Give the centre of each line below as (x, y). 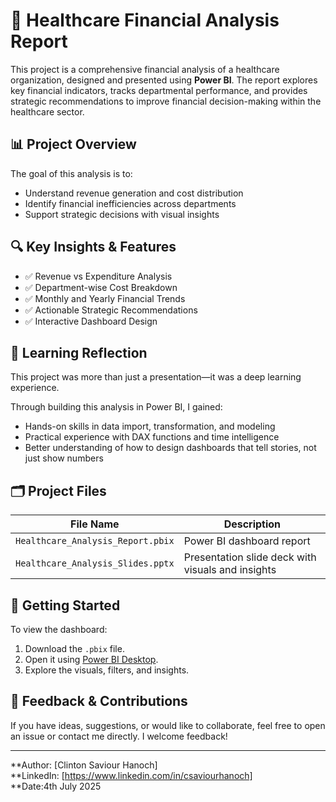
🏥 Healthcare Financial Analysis (145, 20)
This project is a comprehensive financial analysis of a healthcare (145, 69)
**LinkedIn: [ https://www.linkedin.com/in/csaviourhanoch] (131, 775)
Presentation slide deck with (250, 557)
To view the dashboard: (59, 629)
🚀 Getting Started (65, 605)
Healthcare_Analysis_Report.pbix (95, 541)
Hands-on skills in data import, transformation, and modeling (150, 426)
